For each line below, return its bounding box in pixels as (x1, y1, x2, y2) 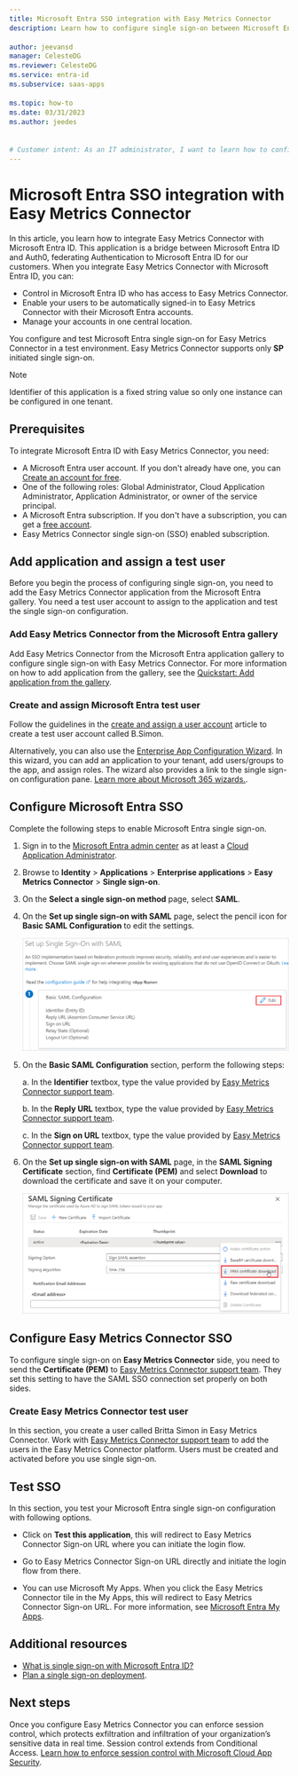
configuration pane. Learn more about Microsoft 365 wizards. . (20, 774, 248, 785)
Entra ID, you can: (9, 271, 74, 281)
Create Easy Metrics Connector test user (9, 1405, 189, 1417)
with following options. (9, 1512, 92, 1522)
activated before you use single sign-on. (9, 1454, 157, 1464)
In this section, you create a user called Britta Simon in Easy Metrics (9, 1425, 257, 1436)
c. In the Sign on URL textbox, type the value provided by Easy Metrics (21, 1130, 281, 1141)
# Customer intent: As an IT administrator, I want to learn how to (9, 146, 268, 154)
